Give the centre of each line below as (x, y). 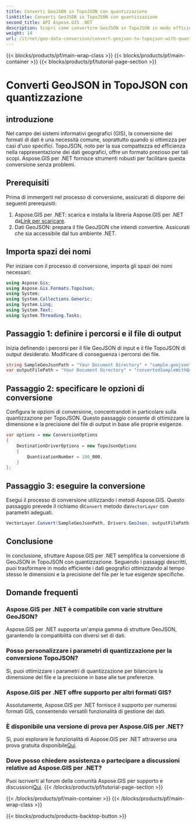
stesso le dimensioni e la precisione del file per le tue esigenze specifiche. (95, 574)
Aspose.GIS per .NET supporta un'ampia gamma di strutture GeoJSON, (91, 629)
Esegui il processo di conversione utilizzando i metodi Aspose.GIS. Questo (95, 500)
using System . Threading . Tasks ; (44, 315)
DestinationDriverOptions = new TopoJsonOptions (77, 446)
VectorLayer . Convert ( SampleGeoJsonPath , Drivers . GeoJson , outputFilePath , (99, 523)
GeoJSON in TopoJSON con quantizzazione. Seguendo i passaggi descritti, (97, 562)
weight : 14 (19, 33)
